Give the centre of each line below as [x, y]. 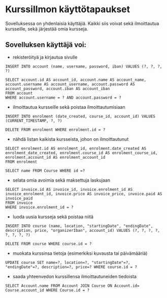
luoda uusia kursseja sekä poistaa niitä [53, 217]
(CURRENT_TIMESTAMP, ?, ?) [34, 121]
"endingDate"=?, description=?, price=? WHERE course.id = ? [71, 267]
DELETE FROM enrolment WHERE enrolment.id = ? [55, 130]
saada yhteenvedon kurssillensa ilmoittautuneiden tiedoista [75, 276]
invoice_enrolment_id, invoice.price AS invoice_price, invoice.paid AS [84, 194]
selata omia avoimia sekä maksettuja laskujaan [61, 180]
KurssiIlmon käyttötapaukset [68, 9]
